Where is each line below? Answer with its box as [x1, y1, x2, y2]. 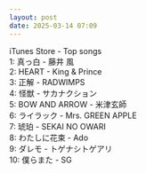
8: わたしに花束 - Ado [9, 132, 89, 143]
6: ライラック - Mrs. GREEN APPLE [9, 110, 137, 121]
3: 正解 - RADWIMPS [9, 76, 85, 87]
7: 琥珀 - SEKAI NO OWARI [9, 121, 107, 131]
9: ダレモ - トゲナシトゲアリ [9, 143, 113, 153]
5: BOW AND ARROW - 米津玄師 [9, 98, 127, 109]
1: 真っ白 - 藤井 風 [9, 56, 74, 67]
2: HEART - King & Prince [9, 66, 102, 76]
